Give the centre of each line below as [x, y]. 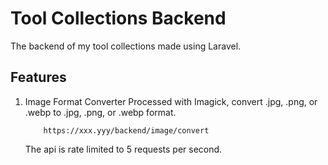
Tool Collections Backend [118, 18]
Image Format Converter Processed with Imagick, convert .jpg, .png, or [171, 101]
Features [38, 77]
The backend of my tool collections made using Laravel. [126, 46]
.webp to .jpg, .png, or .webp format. [100, 112]
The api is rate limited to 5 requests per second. [123, 149]
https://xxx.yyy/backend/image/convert [126, 130]
